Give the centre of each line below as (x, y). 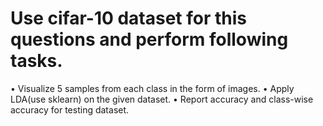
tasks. (36, 61)
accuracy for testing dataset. (70, 109)
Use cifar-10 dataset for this (129, 18)
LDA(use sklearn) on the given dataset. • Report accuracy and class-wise (162, 99)
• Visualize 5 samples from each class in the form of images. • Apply (152, 88)
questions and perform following (149, 39)
